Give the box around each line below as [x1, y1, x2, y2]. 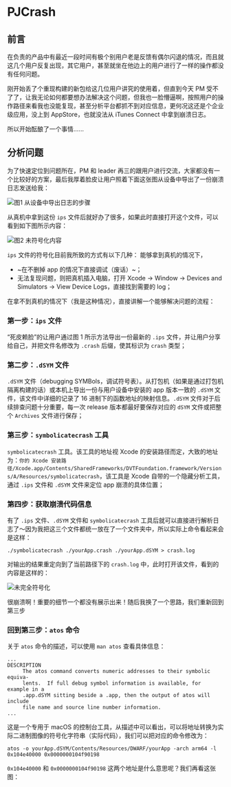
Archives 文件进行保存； [14, 412, 84, 420]
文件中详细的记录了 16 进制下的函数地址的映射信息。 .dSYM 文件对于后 [25, 395, 221, 403]
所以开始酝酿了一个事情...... [7, 125, 85, 133]
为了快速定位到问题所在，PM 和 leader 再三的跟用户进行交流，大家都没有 [7, 166, 214, 175]
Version [199, 465, 222, 472]
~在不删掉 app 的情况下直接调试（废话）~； [16, 265, 142, 274]
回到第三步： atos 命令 [7, 625, 80, 634]
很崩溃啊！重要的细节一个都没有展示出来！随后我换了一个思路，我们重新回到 [7, 598, 224, 606]
